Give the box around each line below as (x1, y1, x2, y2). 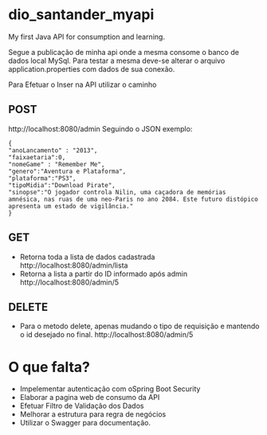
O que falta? (8, 358, 90, 376)
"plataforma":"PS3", (8, 174, 77, 182)
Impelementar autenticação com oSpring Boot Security (19, 384, 201, 394)
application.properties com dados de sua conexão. (8, 64, 175, 73)
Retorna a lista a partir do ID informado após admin (19, 268, 188, 278)
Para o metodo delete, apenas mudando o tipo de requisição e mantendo (19, 321, 261, 331)
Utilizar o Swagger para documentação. (19, 418, 151, 428)
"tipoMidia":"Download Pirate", (8, 181, 116, 189)
